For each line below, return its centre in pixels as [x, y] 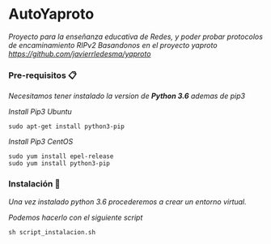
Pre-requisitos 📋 [42, 75]
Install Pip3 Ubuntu [40, 112]
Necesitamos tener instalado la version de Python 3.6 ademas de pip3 [127, 96]
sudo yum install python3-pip [59, 164]
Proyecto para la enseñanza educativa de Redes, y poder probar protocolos [135, 36]
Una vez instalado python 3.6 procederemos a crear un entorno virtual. [127, 201]
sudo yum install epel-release [61, 156]
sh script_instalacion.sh [52, 232]
